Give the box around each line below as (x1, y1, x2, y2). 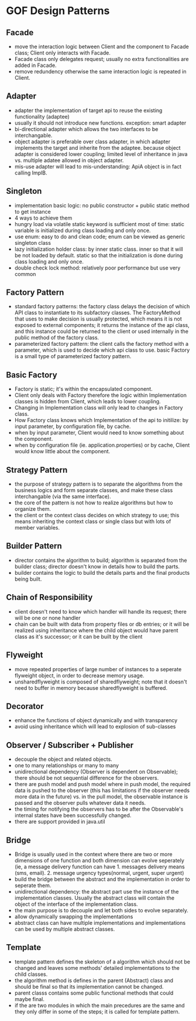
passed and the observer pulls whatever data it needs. (14, 800, 146, 807)
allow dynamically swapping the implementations (14, 913, 133, 920)
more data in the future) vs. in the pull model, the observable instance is (14, 793, 188, 800)
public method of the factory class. (14, 334, 99, 341)
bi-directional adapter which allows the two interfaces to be (14, 125, 159, 133)
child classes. (14, 971, 48, 978)
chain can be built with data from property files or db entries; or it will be (14, 621, 190, 628)
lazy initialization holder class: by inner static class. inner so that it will (14, 245, 183, 252)
